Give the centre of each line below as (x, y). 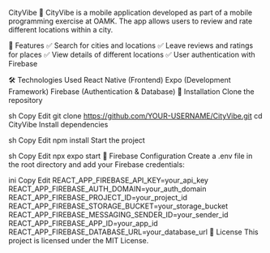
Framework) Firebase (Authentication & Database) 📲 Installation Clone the (131, 92)
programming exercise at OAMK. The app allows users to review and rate (131, 21)
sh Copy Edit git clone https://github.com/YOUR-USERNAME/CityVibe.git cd (135, 116)
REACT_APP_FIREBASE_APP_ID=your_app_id (83, 223)
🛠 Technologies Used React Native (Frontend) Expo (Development (120, 80)
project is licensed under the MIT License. (79, 240)
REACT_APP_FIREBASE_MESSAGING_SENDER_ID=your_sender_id (118, 214)
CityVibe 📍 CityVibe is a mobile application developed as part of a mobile (131, 13)
